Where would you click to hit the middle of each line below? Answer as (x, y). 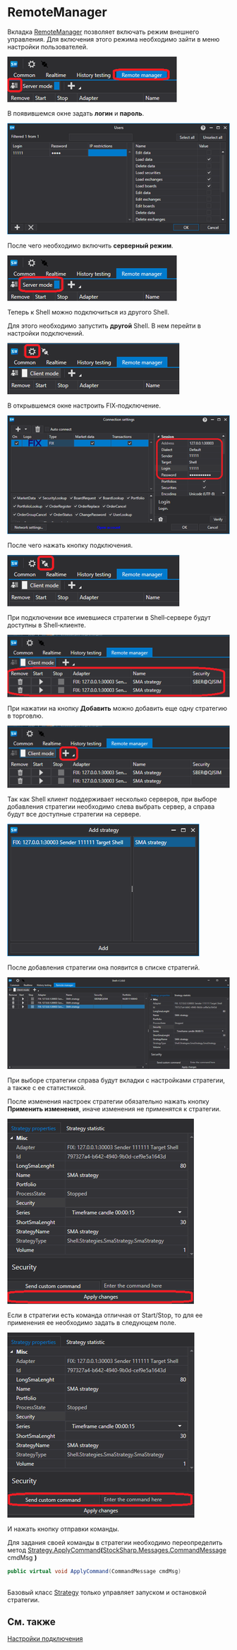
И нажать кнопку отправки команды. (63, 1529)
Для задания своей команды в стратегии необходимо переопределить (115, 1542)
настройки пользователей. (48, 47)
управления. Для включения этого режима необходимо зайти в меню (114, 39)
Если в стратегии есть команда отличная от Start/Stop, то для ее (105, 1315)
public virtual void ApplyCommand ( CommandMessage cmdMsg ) (94, 1571)
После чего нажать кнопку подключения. (70, 545)
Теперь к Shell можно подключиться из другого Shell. (88, 312)
